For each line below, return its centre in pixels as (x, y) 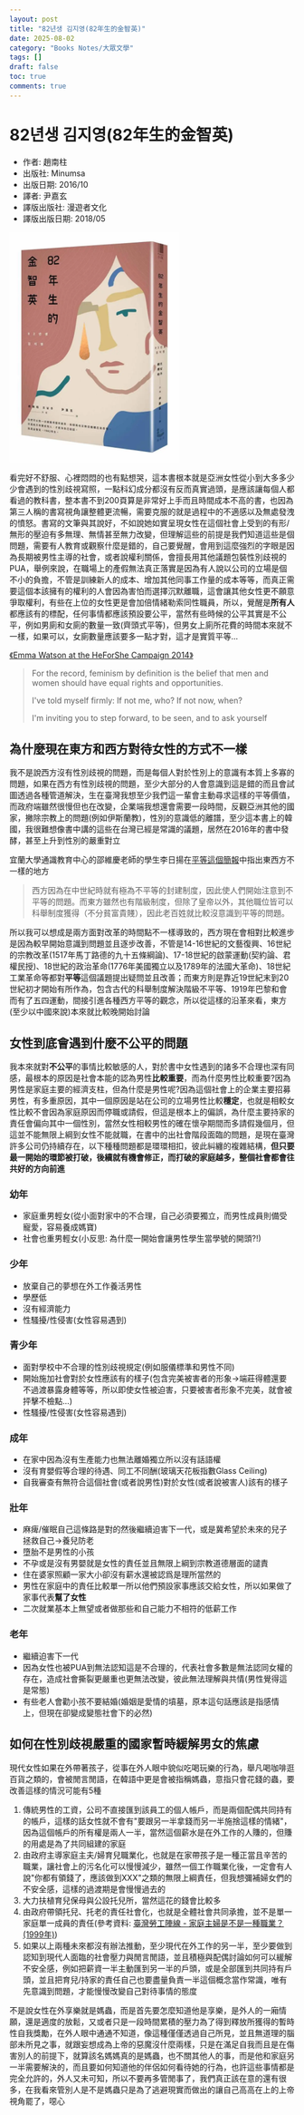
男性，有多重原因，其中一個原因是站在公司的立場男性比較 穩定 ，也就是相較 (148, 1100)
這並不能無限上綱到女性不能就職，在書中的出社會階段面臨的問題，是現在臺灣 (152, 1135)
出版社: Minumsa (54, 173)
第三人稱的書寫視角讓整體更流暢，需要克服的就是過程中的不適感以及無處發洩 (152, 512)
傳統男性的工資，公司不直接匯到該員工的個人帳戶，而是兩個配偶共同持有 (157, 1809)
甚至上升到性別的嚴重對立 (72, 841)
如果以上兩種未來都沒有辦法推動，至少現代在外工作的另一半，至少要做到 (157, 1945)
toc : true (28, 77)
